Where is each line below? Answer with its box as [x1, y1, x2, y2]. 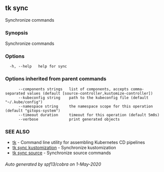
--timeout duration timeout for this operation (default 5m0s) [18, 112, 160, 117]
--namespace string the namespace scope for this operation [18, 103, 153, 109]
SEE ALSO [5, 128, 30, 135]
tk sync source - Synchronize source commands [12, 150, 111, 156]
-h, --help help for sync [9, 64, 67, 69]
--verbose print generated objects [18, 117, 120, 122]
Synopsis [5, 29, 28, 36]
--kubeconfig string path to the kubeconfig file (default [18, 95, 149, 100]
